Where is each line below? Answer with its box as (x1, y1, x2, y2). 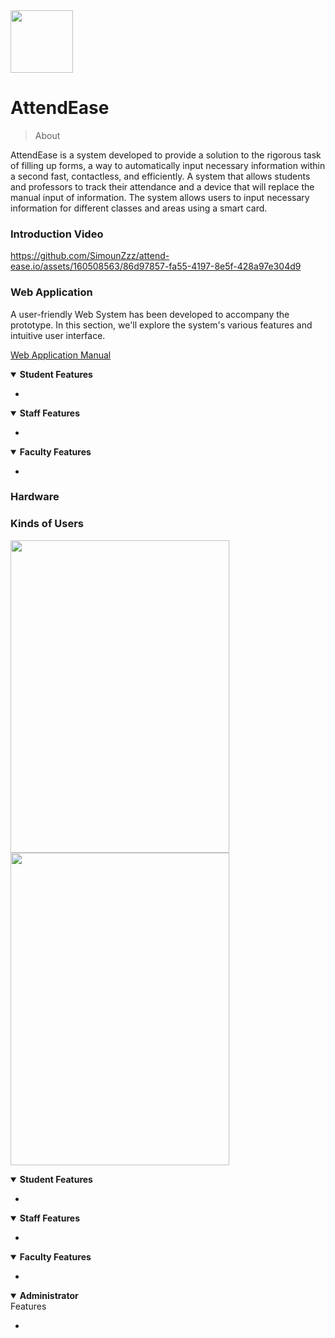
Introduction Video (10, 227, 104, 241)
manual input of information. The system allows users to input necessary (10, 191, 310, 203)
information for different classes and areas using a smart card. (10, 202, 268, 214)
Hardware (10, 490, 60, 504)
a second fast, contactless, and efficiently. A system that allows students (10, 170, 311, 182)
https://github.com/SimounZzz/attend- (10, 250, 170, 262)
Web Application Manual (10, 349, 112, 361)
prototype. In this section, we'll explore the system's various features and (10, 319, 313, 331)
